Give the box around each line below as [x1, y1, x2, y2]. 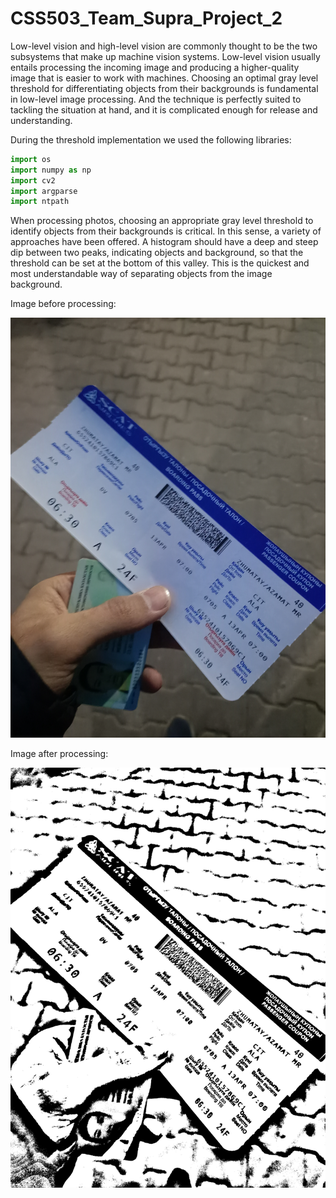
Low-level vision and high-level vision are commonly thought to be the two [10, 40, 318, 52]
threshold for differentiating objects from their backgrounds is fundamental [10, 82, 319, 94]
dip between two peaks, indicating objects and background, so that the [10, 247, 304, 259]
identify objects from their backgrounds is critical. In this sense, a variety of [10, 225, 322, 237]
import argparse [10, 186, 78, 196]
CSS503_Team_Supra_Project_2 [10, 7, 283, 30]
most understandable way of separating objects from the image [10, 268, 273, 280]
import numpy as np [10, 165, 92, 175]
